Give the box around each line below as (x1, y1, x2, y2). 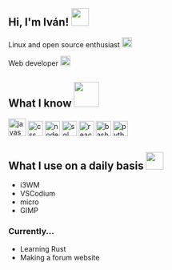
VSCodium (19, 189, 56, 199)
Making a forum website (19, 252, 100, 262)
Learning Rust (19, 244, 66, 253)
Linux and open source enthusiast (8, 39, 120, 49)
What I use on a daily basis (8, 159, 144, 173)
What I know (8, 97, 72, 111)
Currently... (8, 226, 54, 237)
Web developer (8, 58, 58, 68)
